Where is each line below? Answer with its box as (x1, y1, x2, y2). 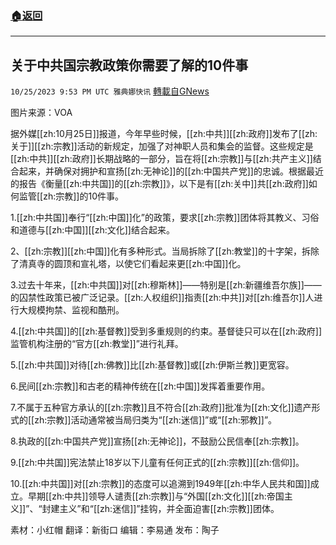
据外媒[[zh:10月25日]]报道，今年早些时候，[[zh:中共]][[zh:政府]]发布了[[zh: (10, 128, 318, 140)
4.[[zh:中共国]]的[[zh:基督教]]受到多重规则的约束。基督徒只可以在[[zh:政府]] (10, 325, 323, 337)
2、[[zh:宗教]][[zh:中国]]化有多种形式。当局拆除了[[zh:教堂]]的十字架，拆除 (10, 245, 320, 257)
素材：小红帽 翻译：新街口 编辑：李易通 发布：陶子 (10, 524, 220, 536)
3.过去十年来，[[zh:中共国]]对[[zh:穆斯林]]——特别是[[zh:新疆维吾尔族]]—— (10, 279, 322, 291)
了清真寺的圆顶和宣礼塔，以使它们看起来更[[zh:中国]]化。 (10, 258, 247, 270)
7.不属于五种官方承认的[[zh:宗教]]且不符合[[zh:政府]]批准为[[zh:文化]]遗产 (10, 402, 312, 414)
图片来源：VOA (10, 107, 73, 119)
